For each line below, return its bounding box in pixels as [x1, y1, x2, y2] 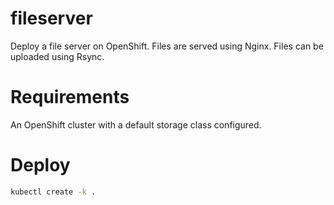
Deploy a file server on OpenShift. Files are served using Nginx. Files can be [10, 40, 324, 52]
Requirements [10, 86, 130, 109]
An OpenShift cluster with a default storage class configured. [10, 118, 262, 131]
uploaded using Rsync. [10, 50, 105, 62]
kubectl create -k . [10, 187, 97, 197]
